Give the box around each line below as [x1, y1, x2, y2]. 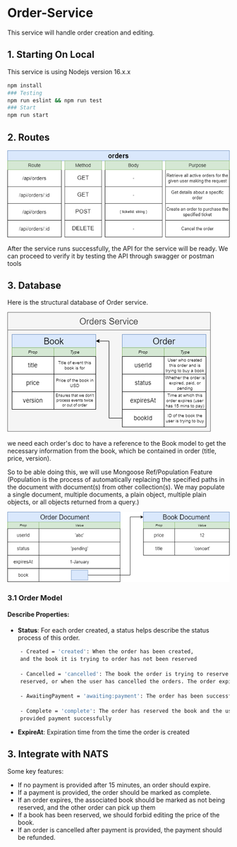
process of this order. [17, 633, 80, 642]
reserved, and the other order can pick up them [17, 803, 156, 812]
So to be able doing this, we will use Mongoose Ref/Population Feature [7, 468, 213, 477]
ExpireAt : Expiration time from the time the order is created [17, 728, 190, 736]
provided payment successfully [20, 714, 112, 722]
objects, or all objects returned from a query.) [7, 498, 140, 506]
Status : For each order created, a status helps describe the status [17, 626, 209, 635]
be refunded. [17, 833, 56, 841]
